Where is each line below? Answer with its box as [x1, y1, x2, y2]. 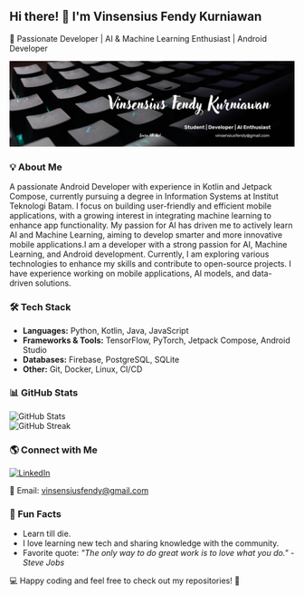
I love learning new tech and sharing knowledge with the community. [22, 538, 280, 549]
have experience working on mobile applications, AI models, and [9, 268, 251, 279]
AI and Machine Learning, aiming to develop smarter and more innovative [9, 229, 283, 240]
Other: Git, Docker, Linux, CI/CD [22, 364, 143, 375]
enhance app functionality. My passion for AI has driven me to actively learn [9, 219, 293, 231]
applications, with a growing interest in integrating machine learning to [9, 210, 271, 221]
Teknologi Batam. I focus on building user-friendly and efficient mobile [9, 200, 272, 211]
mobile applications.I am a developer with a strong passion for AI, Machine [9, 239, 288, 250]
